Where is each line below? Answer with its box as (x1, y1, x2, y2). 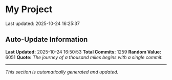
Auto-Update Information (5, 35, 88, 44)
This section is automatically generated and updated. (5, 69, 119, 75)
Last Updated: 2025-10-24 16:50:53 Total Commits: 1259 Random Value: (5, 48, 162, 55)
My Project (5, 4, 53, 15)
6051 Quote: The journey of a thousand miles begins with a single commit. (5, 54, 163, 60)
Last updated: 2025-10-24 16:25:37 (5, 20, 80, 26)
